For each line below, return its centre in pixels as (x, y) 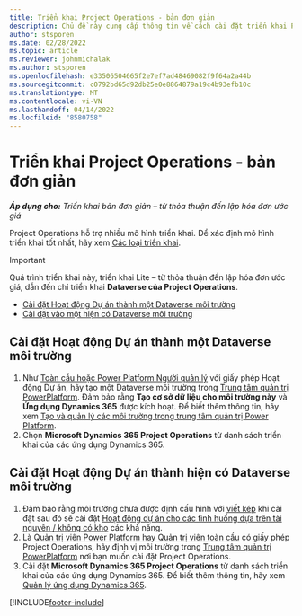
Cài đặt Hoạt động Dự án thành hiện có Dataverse (150, 473)
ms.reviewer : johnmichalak (60, 59)
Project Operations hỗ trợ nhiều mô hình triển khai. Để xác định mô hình (142, 233)
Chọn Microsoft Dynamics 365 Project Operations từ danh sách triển (152, 435)
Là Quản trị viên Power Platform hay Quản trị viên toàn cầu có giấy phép (156, 537)
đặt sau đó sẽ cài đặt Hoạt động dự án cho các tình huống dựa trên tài (152, 518)
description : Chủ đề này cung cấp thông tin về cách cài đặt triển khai (148, 26)
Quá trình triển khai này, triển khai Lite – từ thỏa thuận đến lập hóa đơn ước (147, 277)
